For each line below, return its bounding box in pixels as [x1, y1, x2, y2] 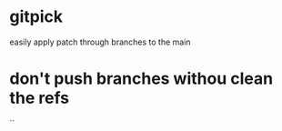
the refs [9, 88, 70, 108]
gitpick [9, 6, 64, 27]
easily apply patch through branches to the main [9, 36, 191, 47]
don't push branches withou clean [9, 68, 274, 89]
